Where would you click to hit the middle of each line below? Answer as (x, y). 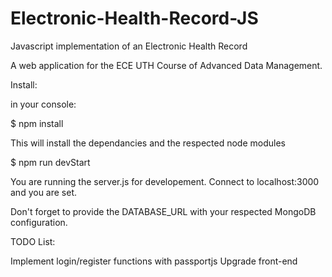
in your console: (43, 104)
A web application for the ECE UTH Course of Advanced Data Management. (166, 65)
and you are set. (44, 192)
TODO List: (33, 241)
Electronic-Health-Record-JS (134, 18)
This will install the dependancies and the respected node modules (148, 143)
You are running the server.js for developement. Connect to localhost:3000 (165, 181)
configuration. (39, 222)
